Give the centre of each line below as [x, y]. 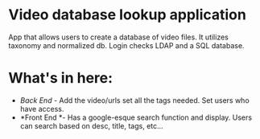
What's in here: [61, 78]
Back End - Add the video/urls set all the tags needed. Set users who [134, 100]
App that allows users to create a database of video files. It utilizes [119, 37]
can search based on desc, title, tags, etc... [91, 125]
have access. [42, 108]
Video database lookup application [128, 15]
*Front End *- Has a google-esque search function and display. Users [136, 117]
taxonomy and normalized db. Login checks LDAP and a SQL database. [126, 45]
